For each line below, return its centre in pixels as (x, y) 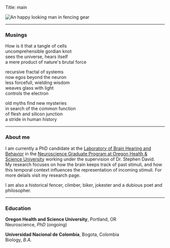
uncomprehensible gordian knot (38, 51)
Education (18, 208)
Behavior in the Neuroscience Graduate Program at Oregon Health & (76, 153)
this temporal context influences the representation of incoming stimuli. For (83, 170)
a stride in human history (31, 119)
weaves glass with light (30, 88)
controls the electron (27, 94)
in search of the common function (40, 109)
